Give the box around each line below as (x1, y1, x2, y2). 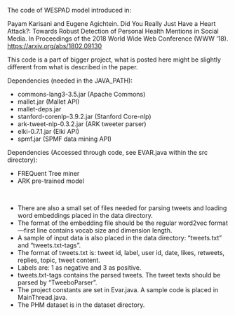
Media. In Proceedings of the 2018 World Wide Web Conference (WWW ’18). (7, 34, 229, 43)
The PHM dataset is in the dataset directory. (17, 301, 145, 309)
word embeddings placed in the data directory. (17, 212, 153, 219)
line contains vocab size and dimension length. (36, 226, 173, 234)
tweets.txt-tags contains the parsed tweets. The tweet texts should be (17, 271, 221, 279)
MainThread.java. (17, 294, 68, 301)
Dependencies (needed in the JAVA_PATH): (7, 76, 133, 85)
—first (17, 226, 36, 234)
